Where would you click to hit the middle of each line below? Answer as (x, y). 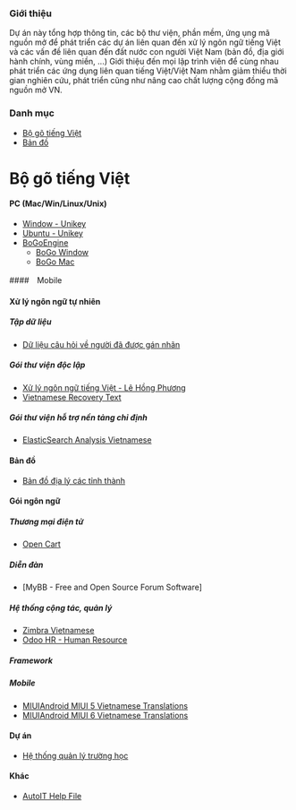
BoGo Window (62, 252)
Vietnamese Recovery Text (72, 397)
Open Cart (41, 544)
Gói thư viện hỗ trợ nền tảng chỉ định (78, 418)
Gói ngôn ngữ (35, 501)
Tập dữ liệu (30, 322)
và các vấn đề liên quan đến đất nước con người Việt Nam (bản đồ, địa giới (147, 52)
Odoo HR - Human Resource (75, 640)
